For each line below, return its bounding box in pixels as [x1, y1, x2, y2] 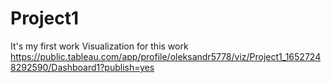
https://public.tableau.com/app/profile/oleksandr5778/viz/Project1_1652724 [10, 50, 322, 62]
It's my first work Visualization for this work [10, 40, 189, 52]
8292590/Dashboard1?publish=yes [10, 61, 155, 73]
